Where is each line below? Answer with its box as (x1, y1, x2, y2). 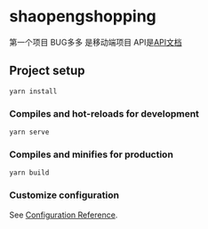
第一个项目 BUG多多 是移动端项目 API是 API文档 (9, 37, 182, 47)
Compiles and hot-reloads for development (9, 107, 200, 119)
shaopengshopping (9, 6, 157, 27)
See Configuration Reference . (9, 209, 118, 220)
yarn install (9, 86, 58, 95)
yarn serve (9, 127, 50, 137)
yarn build (9, 168, 50, 177)
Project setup (9, 63, 86, 78)
